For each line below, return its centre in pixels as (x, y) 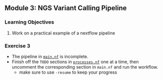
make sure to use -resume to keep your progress (68, 72)
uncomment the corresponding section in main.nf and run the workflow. (85, 67)
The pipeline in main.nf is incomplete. (50, 56)
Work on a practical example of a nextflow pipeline (63, 33)
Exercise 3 (18, 45)
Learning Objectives (30, 22)
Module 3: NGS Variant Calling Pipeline (66, 8)
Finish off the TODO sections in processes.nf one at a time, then (75, 62)
